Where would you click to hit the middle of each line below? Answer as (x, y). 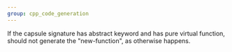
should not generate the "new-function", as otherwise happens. (99, 41)
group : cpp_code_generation (48, 14)
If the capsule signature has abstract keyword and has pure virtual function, (116, 33)
